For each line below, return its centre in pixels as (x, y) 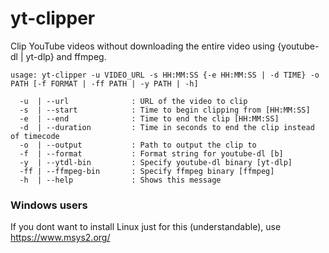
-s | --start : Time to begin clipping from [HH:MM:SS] (165, 110)
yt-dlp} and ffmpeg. (66, 56)
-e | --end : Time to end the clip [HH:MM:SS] (149, 118)
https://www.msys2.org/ (60, 238)
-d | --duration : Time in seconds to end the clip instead (167, 127)
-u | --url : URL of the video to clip (133, 101)
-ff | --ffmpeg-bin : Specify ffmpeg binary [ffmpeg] (147, 171)
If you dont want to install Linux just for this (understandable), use (146, 227)
